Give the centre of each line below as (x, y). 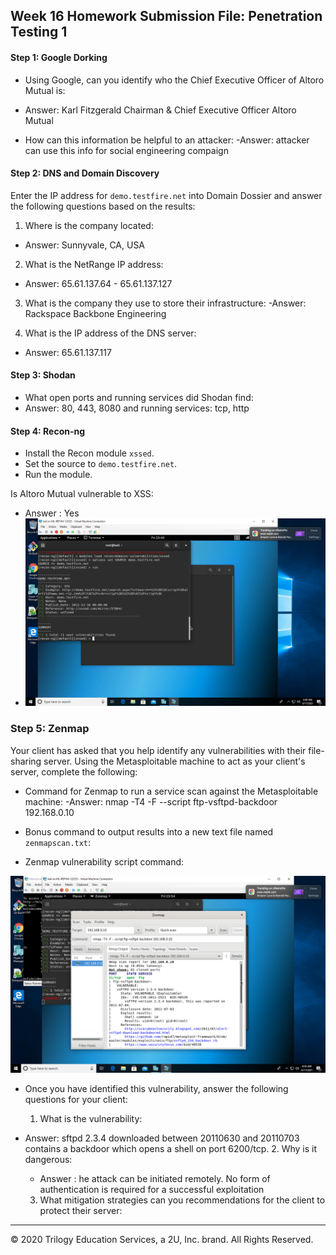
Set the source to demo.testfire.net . (101, 464)
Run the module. (58, 475)
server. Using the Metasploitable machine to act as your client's (174, 761)
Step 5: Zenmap (50, 729)
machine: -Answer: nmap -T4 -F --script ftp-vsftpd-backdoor (151, 801)
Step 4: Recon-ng (48, 431)
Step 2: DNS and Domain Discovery (85, 173)
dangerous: (48, 1159)
